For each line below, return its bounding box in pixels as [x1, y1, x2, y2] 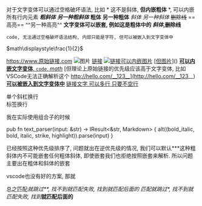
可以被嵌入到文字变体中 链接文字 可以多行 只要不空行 [6, 80, 138, 87]
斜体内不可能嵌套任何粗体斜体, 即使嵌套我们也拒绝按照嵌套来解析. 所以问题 [6, 152, 193, 159]
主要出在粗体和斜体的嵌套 [6, 160, 70, 167]
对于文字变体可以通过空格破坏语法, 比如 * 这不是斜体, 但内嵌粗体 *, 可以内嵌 [6, 6, 195, 13]
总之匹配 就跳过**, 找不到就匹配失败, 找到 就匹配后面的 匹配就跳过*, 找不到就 [6, 185, 194, 193]
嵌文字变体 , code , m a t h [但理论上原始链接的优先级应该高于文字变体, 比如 [6, 65, 186, 72]
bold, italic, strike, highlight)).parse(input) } [6, 132, 113, 139]
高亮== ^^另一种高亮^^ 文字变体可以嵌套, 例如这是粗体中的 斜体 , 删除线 [6, 21, 181, 28]
